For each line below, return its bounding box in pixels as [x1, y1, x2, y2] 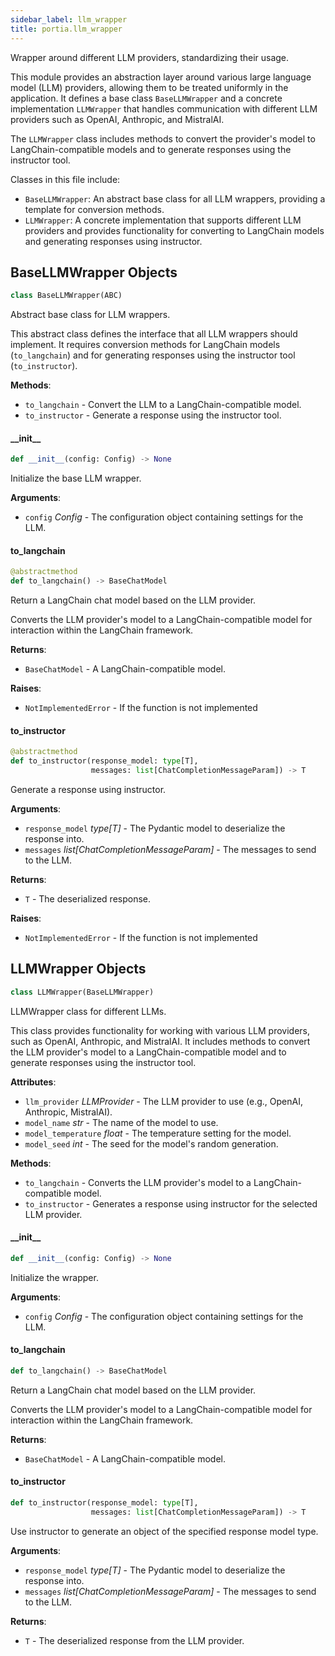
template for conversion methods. [24, 203, 165, 215]
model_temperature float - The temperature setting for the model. [24, 1127, 292, 1139]
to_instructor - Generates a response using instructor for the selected [24, 1197, 318, 1210]
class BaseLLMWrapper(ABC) [10, 291, 123, 301]
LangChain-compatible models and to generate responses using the [10, 143, 292, 155]
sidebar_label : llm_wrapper [10, 14, 128, 25]
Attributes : [10, 1076, 57, 1088]
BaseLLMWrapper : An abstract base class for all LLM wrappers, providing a [24, 192, 326, 205]
